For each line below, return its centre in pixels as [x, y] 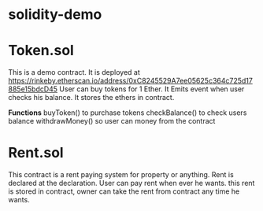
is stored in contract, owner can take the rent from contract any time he [124, 191]
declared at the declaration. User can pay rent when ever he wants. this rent [131, 183]
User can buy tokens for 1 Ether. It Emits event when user [152, 89]
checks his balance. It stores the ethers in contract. [91, 98]
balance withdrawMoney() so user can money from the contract [112, 121]
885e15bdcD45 [33, 89]
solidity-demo [55, 15]
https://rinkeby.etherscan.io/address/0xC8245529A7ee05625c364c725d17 [131, 81]
